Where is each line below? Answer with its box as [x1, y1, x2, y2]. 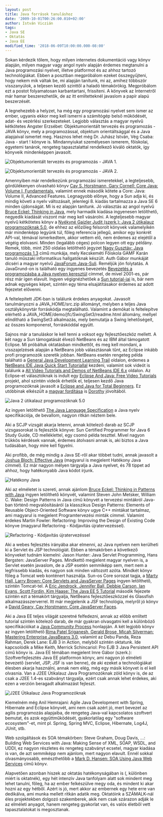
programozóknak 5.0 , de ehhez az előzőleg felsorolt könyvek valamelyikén [5, 224, 155, 230]
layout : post [5, 7, 32, 12]
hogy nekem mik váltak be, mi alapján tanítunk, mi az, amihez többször [5, 78, 147, 83]
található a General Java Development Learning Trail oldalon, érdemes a [5, 357, 149, 363]
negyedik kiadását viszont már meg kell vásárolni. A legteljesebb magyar [5, 214, 151, 219]
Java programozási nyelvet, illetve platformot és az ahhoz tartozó [5, 67, 136, 73]
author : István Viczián [5, 20, 54, 26]
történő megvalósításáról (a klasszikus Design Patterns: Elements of [14, 502, 150, 508]
